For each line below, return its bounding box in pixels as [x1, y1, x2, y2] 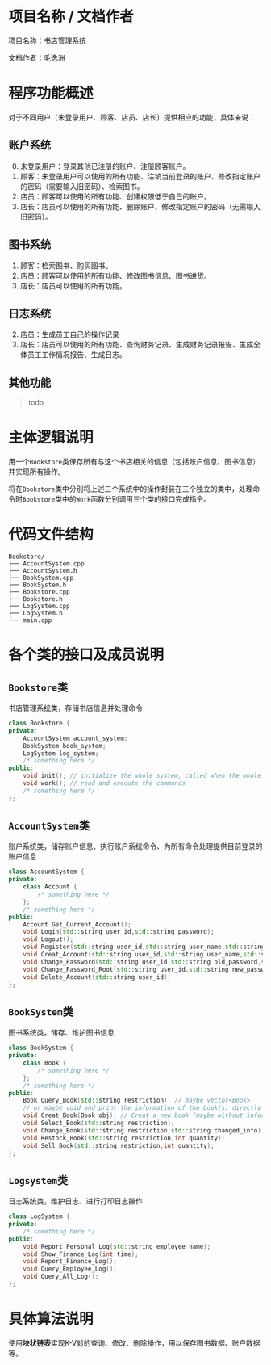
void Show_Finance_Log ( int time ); [23, 1249, 139, 1258]
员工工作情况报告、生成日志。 [27, 350, 127, 359]
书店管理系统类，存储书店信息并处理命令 [8, 703, 143, 712]
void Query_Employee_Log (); [23, 1265, 117, 1273]
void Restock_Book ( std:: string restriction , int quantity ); [23, 1134, 226, 1142]
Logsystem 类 [8, 1173, 69, 1187]
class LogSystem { [8, 1212, 70, 1220]
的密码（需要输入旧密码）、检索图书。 [19, 181, 144, 191]
